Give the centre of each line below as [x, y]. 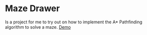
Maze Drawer [33, 9]
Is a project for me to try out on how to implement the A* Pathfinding [74, 22]
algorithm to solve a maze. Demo [38, 27]
